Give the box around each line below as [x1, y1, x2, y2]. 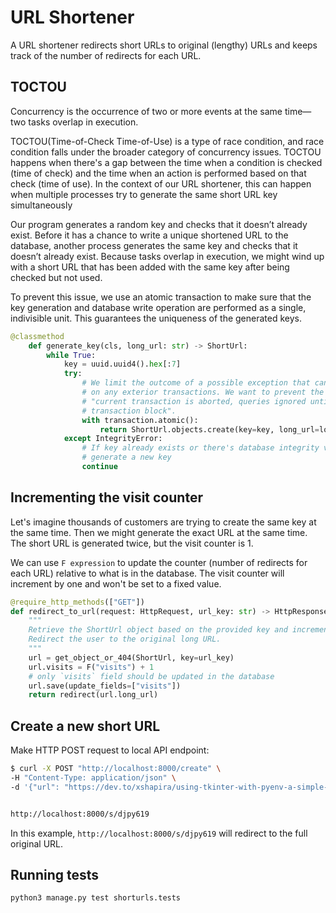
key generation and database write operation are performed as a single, [10, 301, 307, 313]
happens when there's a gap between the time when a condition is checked [10, 156, 323, 168]
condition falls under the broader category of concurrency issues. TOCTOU [10, 146, 322, 158]
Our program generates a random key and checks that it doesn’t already [10, 218, 308, 230]
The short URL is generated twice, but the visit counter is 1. [10, 537, 254, 549]
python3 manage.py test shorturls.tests [10, 893, 182, 903]
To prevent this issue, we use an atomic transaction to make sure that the [10, 291, 312, 303]
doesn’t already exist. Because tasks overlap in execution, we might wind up [10, 250, 325, 262]
